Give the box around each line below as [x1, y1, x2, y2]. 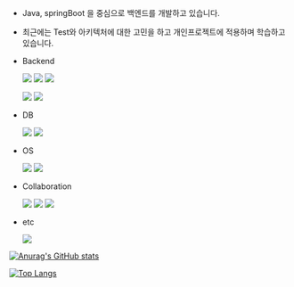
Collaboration [21, 181, 72, 192]
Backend [21, 56, 55, 66]
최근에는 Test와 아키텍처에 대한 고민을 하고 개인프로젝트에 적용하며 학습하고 [21, 27, 286, 37]
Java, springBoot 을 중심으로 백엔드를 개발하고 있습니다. [21, 8, 220, 18]
